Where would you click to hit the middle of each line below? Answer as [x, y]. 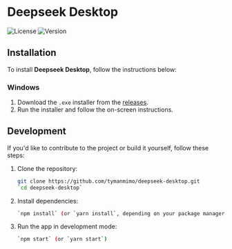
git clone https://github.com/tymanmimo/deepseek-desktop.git [108, 181]
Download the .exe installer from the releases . [83, 102]
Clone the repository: [47, 168]
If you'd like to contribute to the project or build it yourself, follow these [108, 148]
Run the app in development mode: [67, 227]
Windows [23, 87]
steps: [16, 155]
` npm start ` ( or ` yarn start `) [62, 239]
